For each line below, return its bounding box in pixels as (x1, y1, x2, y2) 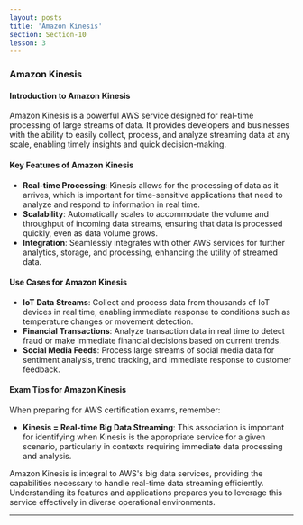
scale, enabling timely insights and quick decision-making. (9, 139, 227, 149)
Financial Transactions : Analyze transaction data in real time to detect (22, 325, 286, 336)
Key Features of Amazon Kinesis (9, 159, 134, 170)
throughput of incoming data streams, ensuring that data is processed (22, 218, 283, 229)
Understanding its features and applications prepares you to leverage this (9, 487, 282, 498)
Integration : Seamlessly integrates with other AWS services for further (22, 237, 286, 248)
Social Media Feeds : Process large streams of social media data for (22, 344, 275, 356)
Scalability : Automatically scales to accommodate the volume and (22, 208, 269, 219)
